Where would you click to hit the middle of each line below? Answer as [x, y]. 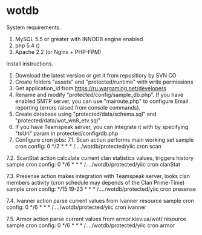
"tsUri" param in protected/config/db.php [67, 133]
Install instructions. [30, 64]
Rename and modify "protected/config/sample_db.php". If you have [99, 94]
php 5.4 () [28, 45]
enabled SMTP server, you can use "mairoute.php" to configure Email [102, 101]
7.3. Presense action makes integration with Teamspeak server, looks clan [98, 176]
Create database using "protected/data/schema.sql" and [86, 114]
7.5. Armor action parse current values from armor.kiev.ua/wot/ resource [96, 219]
